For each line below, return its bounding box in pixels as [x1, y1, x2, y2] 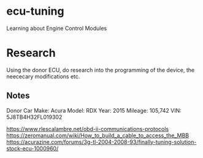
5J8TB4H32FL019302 [6, 113, 63, 121]
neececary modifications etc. [6, 72, 80, 80]
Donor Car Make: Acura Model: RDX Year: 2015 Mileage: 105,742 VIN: [6, 107, 182, 114]
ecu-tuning [6, 4, 64, 18]
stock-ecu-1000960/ [6, 145, 59, 152]
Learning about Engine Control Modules [6, 24, 107, 32]
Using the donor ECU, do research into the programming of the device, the [6, 66, 195, 73]
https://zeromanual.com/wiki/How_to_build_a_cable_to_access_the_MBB [6, 132, 189, 139]
